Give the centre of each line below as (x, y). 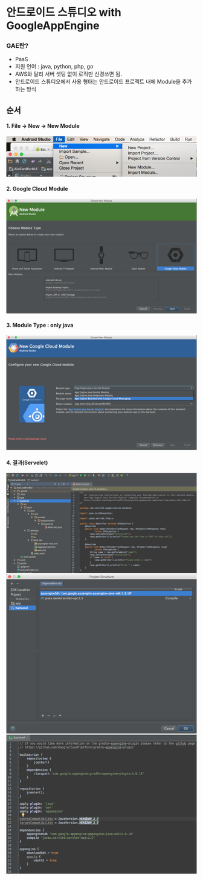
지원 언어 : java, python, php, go (54, 67)
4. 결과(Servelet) (27, 462)
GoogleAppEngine (53, 26)
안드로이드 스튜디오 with (64, 12)
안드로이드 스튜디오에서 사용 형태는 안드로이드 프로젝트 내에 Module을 (98, 82)
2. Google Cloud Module (37, 188)
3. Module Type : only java (40, 325)
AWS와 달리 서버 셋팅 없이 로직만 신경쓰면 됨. (68, 74)
